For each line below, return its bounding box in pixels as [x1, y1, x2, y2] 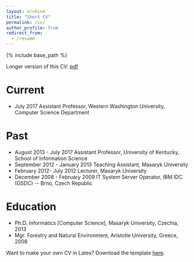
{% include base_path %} [6, 52, 68, 58]
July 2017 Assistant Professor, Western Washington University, [14, 103, 165, 110]
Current [6, 83, 45, 97]
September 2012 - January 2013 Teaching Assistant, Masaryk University [14, 161, 188, 168]
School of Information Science [14, 155, 88, 162]
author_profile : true [6, 25, 59, 31]
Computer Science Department [14, 109, 90, 116]
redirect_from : [6, 30, 43, 36]
